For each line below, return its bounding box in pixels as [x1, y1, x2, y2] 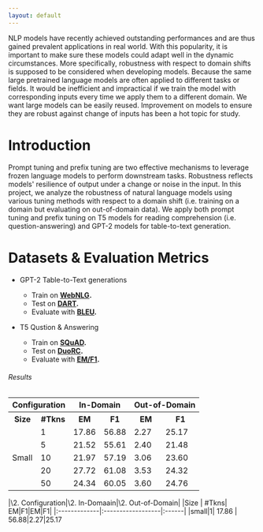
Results [8, 373, 32, 382]
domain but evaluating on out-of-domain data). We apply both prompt [8, 204, 235, 214]
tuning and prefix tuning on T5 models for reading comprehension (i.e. [8, 212, 236, 222]
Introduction [8, 136, 91, 154]
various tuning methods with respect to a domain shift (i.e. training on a [8, 196, 240, 205]
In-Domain [78, 399, 121, 410]
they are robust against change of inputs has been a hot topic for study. [8, 108, 241, 118]
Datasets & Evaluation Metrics [8, 249, 209, 267]
